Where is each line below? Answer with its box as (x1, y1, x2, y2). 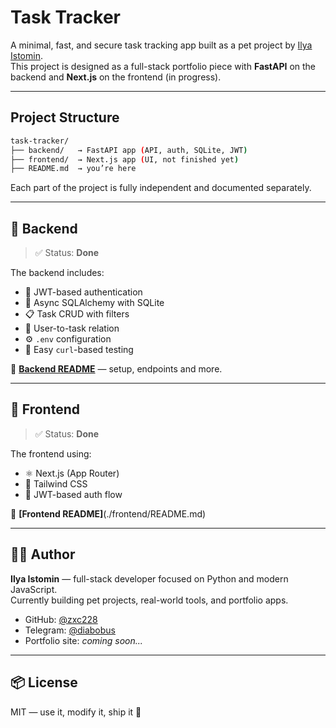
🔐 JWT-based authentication (24, 286, 143, 298)
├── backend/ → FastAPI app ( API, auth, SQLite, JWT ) (10, 145, 248, 155)
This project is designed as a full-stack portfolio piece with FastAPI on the (10, 60, 317, 72)
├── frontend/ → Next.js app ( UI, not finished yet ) (10, 154, 240, 165)
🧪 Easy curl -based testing (24, 344, 134, 356)
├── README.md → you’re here (10, 164, 137, 174)
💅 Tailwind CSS (24, 477, 88, 490)
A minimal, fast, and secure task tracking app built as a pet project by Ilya (10, 39, 313, 51)
